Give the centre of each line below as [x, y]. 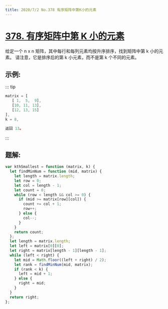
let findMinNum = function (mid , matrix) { [56, 172]
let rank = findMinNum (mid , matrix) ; [54, 264]
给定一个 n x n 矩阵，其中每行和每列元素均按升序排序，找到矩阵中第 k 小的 [82, 51]
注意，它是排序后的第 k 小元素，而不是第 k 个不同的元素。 [79, 57]
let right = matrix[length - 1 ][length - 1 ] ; [58, 251]
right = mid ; [32, 283]
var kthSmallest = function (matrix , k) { [50, 167]
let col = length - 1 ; [38, 185]
